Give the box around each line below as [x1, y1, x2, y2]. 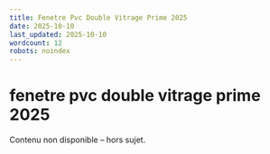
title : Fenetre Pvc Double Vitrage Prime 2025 [9, 13, 188, 23]
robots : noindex [9, 47, 70, 56]
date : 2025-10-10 [9, 22, 75, 31]
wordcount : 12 [9, 38, 63, 48]
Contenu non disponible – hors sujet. [9, 134, 146, 145]
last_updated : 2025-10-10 [9, 30, 107, 39]
